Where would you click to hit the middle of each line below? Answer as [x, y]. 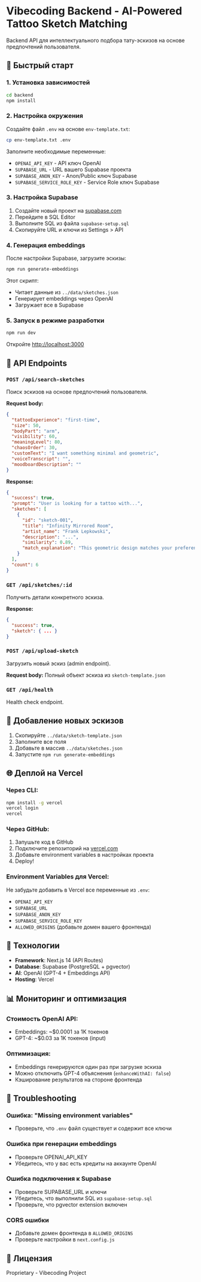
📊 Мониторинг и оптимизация [66, 998]
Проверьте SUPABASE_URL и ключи [60, 1192]
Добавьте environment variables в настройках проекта [84, 855]
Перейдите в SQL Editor [45, 217]
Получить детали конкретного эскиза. [55, 597]
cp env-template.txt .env [38, 140]
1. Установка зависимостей [48, 83]
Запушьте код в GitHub [44, 842]
